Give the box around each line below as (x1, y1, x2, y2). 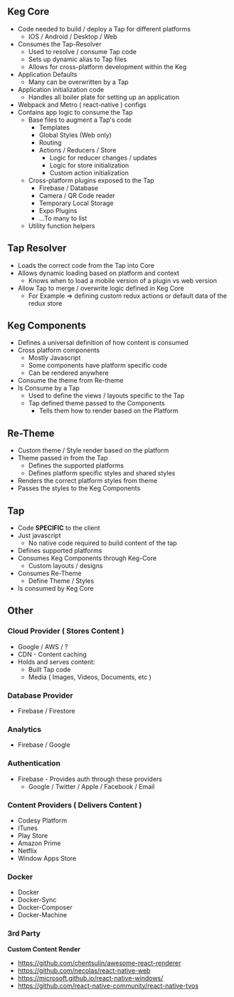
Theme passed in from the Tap (17, 454, 108, 463)
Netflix (17, 846, 38, 854)
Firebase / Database (38, 183, 98, 192)
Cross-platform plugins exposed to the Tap (28, 176, 154, 185)
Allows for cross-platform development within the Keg (28, 62, 187, 71)
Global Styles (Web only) (38, 130, 112, 139)
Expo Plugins (38, 206, 78, 215)
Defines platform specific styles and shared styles (28, 469, 176, 477)
